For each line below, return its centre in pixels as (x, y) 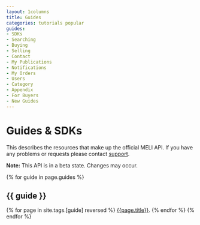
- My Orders (21, 73)
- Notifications (26, 67)
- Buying (17, 46)
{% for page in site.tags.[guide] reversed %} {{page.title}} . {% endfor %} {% (100, 210)
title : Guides (24, 17)
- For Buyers (22, 95)
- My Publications (29, 62)
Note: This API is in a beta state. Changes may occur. (72, 165)
